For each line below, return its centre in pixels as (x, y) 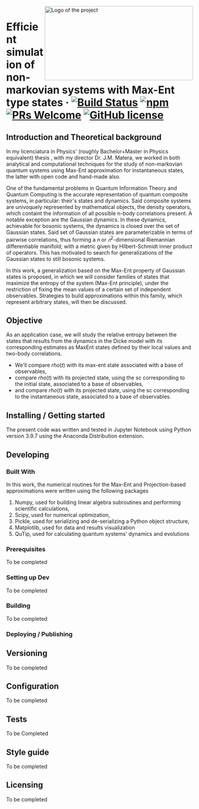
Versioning (27, 653)
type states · (38, 103)
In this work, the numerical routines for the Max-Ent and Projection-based (96, 484)
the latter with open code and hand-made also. (63, 177)
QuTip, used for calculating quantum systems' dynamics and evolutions (102, 534)
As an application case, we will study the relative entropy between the (92, 335)
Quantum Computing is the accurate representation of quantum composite (97, 194)
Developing (28, 454)
